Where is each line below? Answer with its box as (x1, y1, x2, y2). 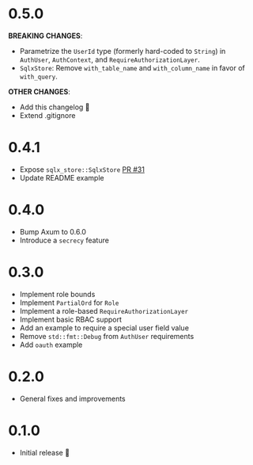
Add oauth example (19, 340, 83, 349)
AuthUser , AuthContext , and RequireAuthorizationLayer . (19, 55, 200, 64)
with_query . (19, 71, 58, 81)
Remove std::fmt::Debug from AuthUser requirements (19, 331, 194, 341)
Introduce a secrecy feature (19, 235, 109, 245)
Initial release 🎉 (19, 448, 70, 457)
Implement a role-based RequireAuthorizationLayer (19, 306, 188, 315)
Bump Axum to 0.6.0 (19, 227, 87, 236)
